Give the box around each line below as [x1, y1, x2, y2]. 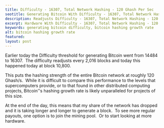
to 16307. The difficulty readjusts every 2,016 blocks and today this [5, 57, 141, 64]
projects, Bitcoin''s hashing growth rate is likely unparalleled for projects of [5, 87, 156, 93]
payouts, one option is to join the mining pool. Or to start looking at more [5, 113, 152, 119]
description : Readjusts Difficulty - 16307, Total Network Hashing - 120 [5, 16, 159, 21]
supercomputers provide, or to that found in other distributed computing [5, 83, 150, 88]
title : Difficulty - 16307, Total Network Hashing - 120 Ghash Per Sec [5, 7, 154, 12]
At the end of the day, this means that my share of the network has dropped [5, 102, 158, 108]
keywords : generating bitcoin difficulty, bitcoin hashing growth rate [5, 25, 154, 30]
